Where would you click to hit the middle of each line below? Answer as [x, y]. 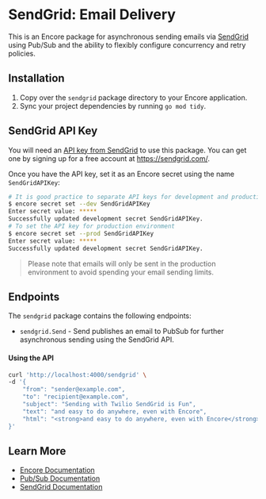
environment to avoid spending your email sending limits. [121, 272]
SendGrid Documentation [61, 487]
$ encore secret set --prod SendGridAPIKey [81, 233]
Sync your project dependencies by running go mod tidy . [113, 106]
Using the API [31, 358]
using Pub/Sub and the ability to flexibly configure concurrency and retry [127, 44]
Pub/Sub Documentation [60, 478]
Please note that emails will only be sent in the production [122, 263]
